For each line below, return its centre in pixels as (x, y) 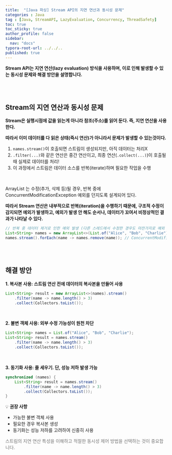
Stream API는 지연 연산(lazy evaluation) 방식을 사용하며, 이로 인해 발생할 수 (82, 68)
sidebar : (15, 39)
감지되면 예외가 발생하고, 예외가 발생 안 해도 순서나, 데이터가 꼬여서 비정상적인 (82, 212)
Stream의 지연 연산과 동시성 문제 (54, 107)
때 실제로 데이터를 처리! (36, 162)
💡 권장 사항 (16, 406)
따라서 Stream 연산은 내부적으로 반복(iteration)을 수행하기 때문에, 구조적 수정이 (85, 206)
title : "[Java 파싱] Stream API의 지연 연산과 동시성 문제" (65, 10)
